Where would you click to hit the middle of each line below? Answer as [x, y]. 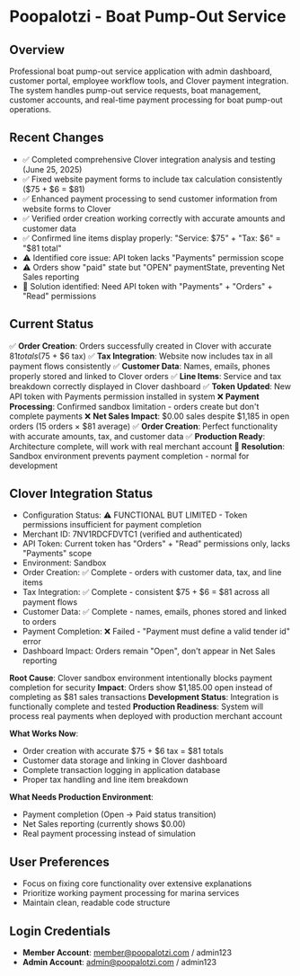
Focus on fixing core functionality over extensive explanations [137, 883]
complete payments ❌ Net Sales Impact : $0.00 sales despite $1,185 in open [150, 416]
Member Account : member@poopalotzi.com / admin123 [127, 953]
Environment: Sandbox [64, 563]
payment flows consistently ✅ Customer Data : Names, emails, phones [140, 366]
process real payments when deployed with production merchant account [146, 716]
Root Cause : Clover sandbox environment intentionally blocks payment [141, 678]
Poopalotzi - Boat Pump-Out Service [148, 17]
